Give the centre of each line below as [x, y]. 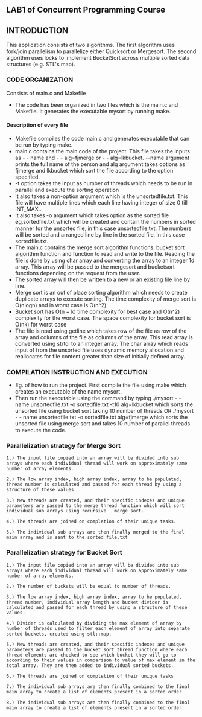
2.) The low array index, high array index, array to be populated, [94, 479]
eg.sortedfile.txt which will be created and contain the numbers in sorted [105, 221]
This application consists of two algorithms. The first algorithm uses [90, 45]
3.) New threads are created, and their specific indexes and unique [96, 500]
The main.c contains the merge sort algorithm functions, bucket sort [100, 247]
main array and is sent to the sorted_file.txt [67, 537]
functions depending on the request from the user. [77, 273]
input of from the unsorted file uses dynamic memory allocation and [99, 350]
